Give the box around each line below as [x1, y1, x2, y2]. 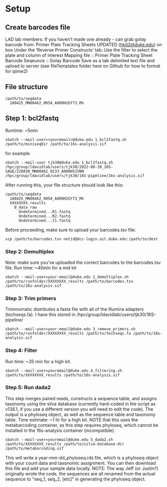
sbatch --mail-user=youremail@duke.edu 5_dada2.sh [5, 437, 113, 442]
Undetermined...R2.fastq [18, 214, 71, 219]
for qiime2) [5, 68, 28, 74]
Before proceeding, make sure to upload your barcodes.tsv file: [5, 227, 136, 233]
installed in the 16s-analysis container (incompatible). [5, 427, 115, 433]
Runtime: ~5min [5, 127, 38, 133]
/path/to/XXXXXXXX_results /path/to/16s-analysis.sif [5, 372, 120, 378]
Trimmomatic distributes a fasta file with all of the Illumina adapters [5, 306, 144, 312]
